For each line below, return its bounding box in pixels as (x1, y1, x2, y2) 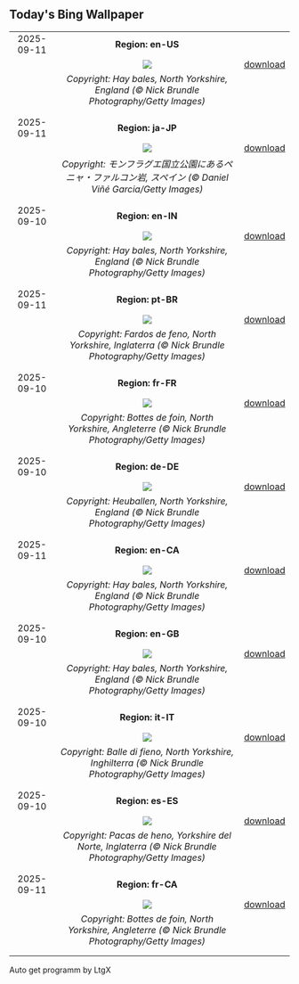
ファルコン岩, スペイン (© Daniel (92, 171, 229, 184)
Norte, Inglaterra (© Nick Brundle (77, 840, 217, 852)
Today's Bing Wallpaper (9, 7, 144, 22)
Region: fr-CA (117, 878, 178, 890)
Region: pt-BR (116, 293, 178, 306)
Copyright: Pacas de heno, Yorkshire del (62, 829, 231, 841)
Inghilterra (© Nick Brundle (90, 757, 205, 769)
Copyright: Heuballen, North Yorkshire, (66, 495, 229, 507)
